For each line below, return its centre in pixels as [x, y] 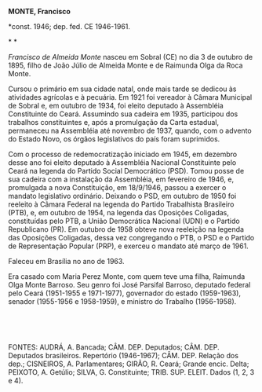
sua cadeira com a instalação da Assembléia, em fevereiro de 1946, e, [121, 179]
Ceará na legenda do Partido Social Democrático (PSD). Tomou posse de [126, 171]
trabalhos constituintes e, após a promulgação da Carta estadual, [114, 122]
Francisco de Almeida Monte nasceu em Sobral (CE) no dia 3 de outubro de [131, 57]
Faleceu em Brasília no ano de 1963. [66, 261]
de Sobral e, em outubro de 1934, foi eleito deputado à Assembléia [116, 106]
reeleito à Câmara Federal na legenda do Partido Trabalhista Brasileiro [121, 204]
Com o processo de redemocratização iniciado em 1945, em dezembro [123, 154]
